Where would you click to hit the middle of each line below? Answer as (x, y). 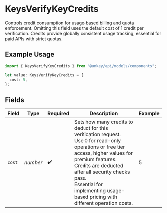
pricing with (104, 197)
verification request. (97, 134)
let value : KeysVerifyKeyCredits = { (44, 75)
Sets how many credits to (103, 122)
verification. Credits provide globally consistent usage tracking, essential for (83, 33)
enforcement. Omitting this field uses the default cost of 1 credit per (75, 28)
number (33, 163)
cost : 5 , (19, 80)
